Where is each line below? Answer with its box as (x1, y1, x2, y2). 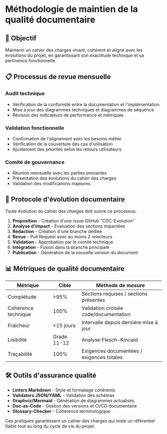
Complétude (7, 293, 37, 300)
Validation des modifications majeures (12, 181, 91, 187)
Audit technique (5, 90, 45, 97)
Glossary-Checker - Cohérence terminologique (12, 408, 111, 414)
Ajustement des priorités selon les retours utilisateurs (12, 146, 122, 152)
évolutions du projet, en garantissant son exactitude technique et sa (5, 52, 144, 58)
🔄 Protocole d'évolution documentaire (5, 195, 125, 204)
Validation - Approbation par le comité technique (12, 239, 113, 245)
